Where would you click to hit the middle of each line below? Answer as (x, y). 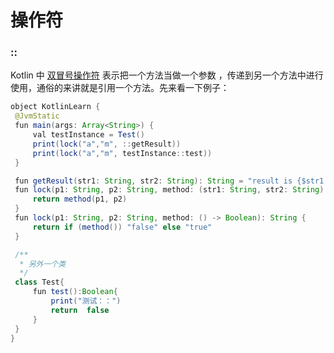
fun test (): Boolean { (75, 292)
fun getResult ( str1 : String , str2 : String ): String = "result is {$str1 (169, 181)
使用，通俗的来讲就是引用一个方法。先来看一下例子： (120, 88)
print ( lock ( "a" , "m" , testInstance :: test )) (122, 153)
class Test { (39, 282)
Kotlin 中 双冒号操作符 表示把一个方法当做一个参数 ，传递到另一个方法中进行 (167, 75)
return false (80, 310)
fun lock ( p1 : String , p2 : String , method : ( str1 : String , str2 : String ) (169, 190)
